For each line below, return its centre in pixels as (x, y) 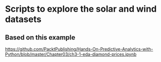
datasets (23, 19)
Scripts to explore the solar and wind (81, 9)
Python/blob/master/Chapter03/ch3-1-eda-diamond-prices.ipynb (71, 54)
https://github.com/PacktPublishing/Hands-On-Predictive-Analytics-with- (79, 49)
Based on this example (40, 37)
